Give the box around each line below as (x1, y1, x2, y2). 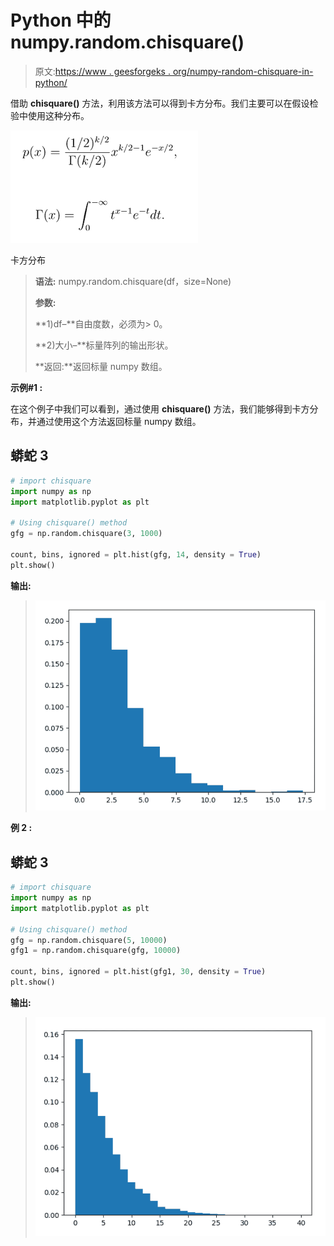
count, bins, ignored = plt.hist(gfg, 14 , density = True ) (10, 549, 262, 560)
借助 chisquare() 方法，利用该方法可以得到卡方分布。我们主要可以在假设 (10, 97, 310, 109)
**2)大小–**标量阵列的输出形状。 (34, 339, 174, 351)
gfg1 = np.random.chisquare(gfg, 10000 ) (10, 946, 182, 956)
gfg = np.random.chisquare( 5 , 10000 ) (10, 935, 168, 945)
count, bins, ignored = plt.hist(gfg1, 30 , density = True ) (10, 967, 267, 977)
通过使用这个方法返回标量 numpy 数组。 (36, 415, 202, 427)
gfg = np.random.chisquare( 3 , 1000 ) (10, 529, 163, 539)
